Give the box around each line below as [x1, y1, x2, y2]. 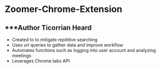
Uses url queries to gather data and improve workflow [11, 42, 123, 48]
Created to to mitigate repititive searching [11, 36, 98, 42]
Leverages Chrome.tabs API [11, 58, 70, 63]
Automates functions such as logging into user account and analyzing [11, 47, 156, 53]
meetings [11, 52, 31, 58]
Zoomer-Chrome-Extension [4, 3, 122, 15]
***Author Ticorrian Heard [4, 23, 92, 32]
